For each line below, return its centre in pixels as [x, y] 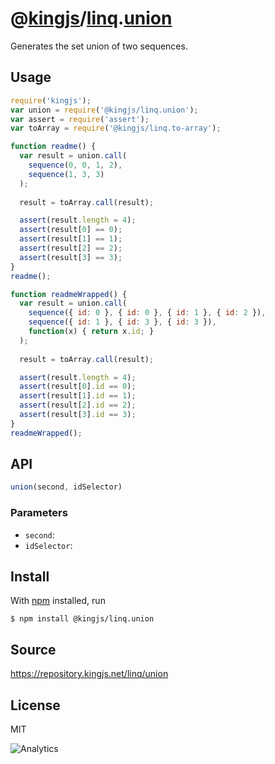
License [35, 705]
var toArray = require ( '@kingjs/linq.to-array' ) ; [116, 128]
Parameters [39, 513]
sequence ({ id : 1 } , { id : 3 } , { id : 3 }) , [122, 322]
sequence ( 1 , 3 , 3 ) [66, 174]
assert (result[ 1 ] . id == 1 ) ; [78, 396]
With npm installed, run [58, 601]
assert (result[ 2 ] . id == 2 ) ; [78, 405]
